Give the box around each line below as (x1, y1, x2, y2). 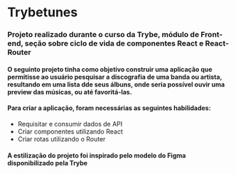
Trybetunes (7, 4, 78, 21)
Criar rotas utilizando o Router (17, 134, 106, 143)
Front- (200, 30, 223, 40)
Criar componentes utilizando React (17, 127, 123, 136)
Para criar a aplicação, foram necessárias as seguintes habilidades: (7, 104, 211, 112)
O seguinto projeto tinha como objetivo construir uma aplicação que (7, 65, 213, 73)
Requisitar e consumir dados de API (17, 119, 123, 128)
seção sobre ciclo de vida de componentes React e (24, 38, 204, 48)
